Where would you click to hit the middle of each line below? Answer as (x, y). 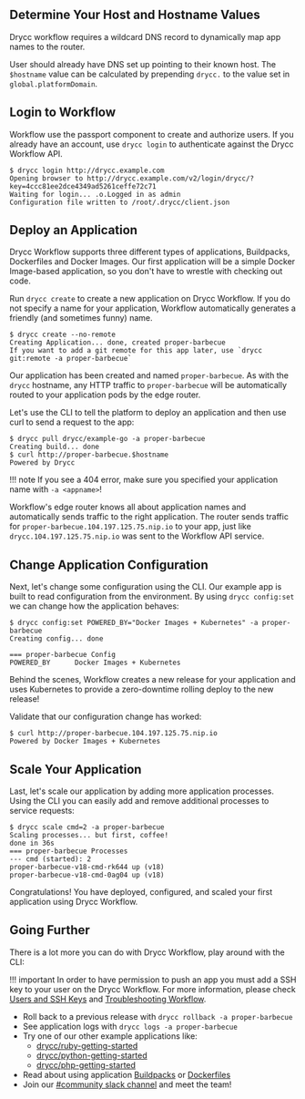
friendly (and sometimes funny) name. (81, 318)
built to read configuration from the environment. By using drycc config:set (152, 597)
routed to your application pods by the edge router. (105, 395)
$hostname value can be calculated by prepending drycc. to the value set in (150, 74)
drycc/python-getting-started (91, 1055)
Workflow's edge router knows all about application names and (128, 507)
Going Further (50, 930)
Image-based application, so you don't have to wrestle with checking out (146, 272)
